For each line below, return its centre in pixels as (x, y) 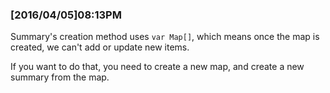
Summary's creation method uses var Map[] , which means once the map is (165, 37)
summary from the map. (60, 77)
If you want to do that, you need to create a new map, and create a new (157, 67)
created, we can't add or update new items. (100, 47)
